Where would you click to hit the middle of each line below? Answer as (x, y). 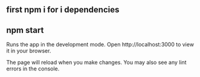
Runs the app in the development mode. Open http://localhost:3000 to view (100, 45)
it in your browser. (29, 51)
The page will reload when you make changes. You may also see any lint (96, 63)
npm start (25, 30)
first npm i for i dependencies (63, 10)
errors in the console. (33, 69)
